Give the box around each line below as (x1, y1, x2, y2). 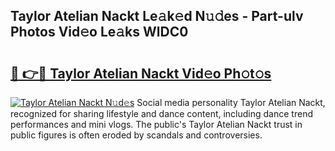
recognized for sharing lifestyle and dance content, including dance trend (10, 108, 313, 119)
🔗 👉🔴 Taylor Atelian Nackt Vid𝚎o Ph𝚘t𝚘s (10, 65, 272, 82)
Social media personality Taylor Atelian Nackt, (136, 97, 326, 108)
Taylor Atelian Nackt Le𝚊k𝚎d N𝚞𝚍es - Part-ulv (10, 8, 304, 25)
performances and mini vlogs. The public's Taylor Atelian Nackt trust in (10, 119, 303, 130)
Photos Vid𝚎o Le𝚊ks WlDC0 (10, 24, 189, 41)
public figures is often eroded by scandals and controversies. (10, 129, 263, 141)
